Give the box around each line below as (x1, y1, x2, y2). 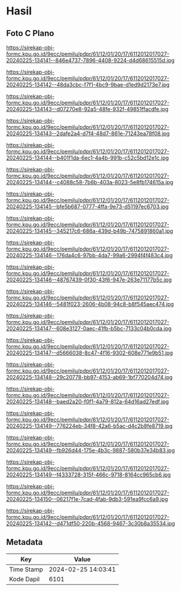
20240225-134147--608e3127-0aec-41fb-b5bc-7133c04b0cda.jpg (6, 325, 172, 332)
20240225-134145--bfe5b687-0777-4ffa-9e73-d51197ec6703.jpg (6, 203, 169, 210)
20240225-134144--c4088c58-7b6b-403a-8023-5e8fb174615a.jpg (6, 179, 173, 185)
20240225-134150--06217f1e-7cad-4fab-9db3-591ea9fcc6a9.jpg (6, 496, 168, 502)
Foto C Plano (6, 28, 54, 38)
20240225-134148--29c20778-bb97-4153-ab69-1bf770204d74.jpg (6, 374, 173, 380)
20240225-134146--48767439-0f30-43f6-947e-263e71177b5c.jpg (6, 276, 172, 283)
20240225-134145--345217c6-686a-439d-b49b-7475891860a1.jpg (6, 227, 173, 235)
